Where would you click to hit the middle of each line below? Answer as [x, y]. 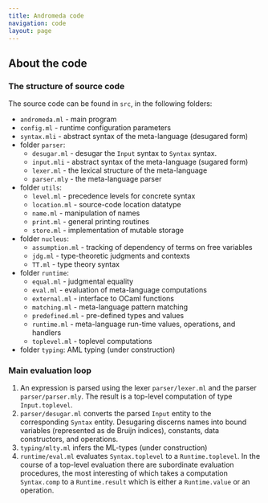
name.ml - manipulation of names [86, 213]
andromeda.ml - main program [68, 119]
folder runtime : [45, 273]
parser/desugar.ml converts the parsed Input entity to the [116, 414]
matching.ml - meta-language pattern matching [110, 307]
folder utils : [41, 188]
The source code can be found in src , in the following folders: [110, 104]
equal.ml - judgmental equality [83, 281]
